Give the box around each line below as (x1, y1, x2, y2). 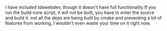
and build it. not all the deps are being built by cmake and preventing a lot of (5, 15, 162, 20)
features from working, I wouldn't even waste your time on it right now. (5, 20, 151, 26)
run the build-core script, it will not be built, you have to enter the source (5, 9, 154, 15)
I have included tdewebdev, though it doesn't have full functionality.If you (5, 4, 156, 10)
